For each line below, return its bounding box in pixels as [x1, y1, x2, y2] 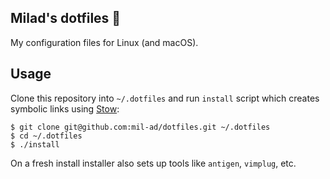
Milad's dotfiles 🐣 [10, 10, 122, 27]
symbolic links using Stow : [10, 102, 120, 115]
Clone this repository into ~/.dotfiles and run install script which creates [10, 92, 320, 104]
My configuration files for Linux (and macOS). [10, 36, 199, 48]
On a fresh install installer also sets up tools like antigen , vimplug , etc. [10, 157, 297, 169]
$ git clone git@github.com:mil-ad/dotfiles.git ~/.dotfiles [10, 122, 271, 132]
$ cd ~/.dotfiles [10, 131, 83, 141]
